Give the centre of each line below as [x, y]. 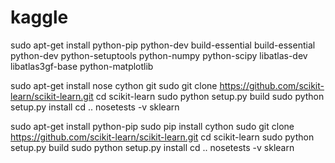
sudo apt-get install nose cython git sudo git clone [114, 85]
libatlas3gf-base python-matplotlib [82, 66]
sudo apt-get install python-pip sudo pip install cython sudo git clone [152, 126]
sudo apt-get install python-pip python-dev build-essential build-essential [163, 45]
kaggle [39, 17]
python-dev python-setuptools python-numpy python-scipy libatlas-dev [159, 55]
